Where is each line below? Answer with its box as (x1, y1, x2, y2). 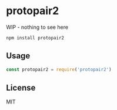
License (6, 83, 36, 93)
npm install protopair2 (6, 35, 65, 41)
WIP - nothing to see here (6, 24, 69, 31)
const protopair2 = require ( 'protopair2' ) (6, 66, 112, 72)
